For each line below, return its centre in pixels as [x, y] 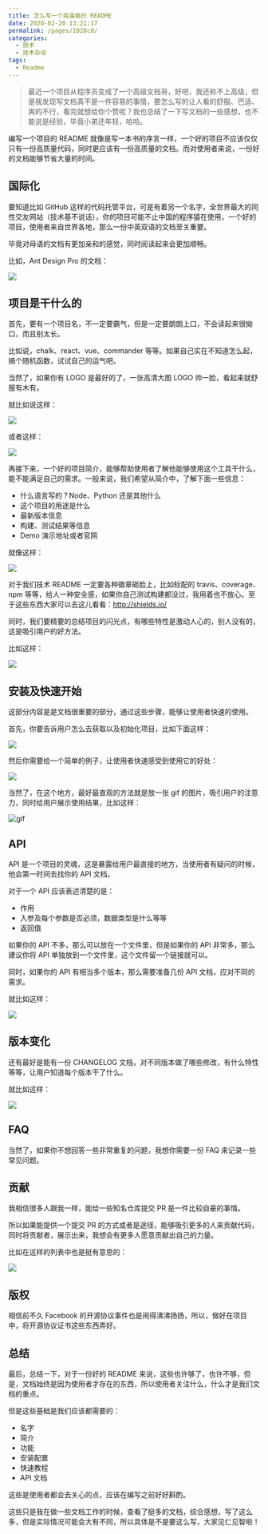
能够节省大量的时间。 [64, 158]
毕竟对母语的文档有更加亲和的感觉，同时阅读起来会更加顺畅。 [110, 244]
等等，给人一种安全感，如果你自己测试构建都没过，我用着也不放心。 [137, 594]
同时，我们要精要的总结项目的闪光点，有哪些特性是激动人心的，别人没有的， [134, 622]
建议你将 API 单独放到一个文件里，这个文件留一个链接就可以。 [110, 955]
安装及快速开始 [45, 691]
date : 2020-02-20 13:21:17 [53, 23]
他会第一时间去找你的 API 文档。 [61, 874]
